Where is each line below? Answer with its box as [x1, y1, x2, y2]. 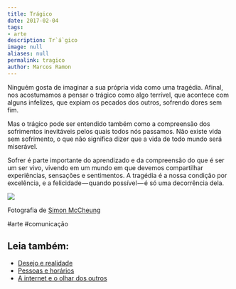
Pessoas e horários [17, 266, 75, 275]
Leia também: [7, 240, 70, 253]
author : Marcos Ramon [7, 63, 72, 70]
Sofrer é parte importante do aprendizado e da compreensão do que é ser [7, 156, 225, 164]
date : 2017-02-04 [7, 17, 59, 24]
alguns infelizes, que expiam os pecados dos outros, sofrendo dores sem [7, 98, 222, 107]
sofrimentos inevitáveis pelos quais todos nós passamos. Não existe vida [7, 127, 222, 135]
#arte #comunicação [7, 219, 69, 228]
